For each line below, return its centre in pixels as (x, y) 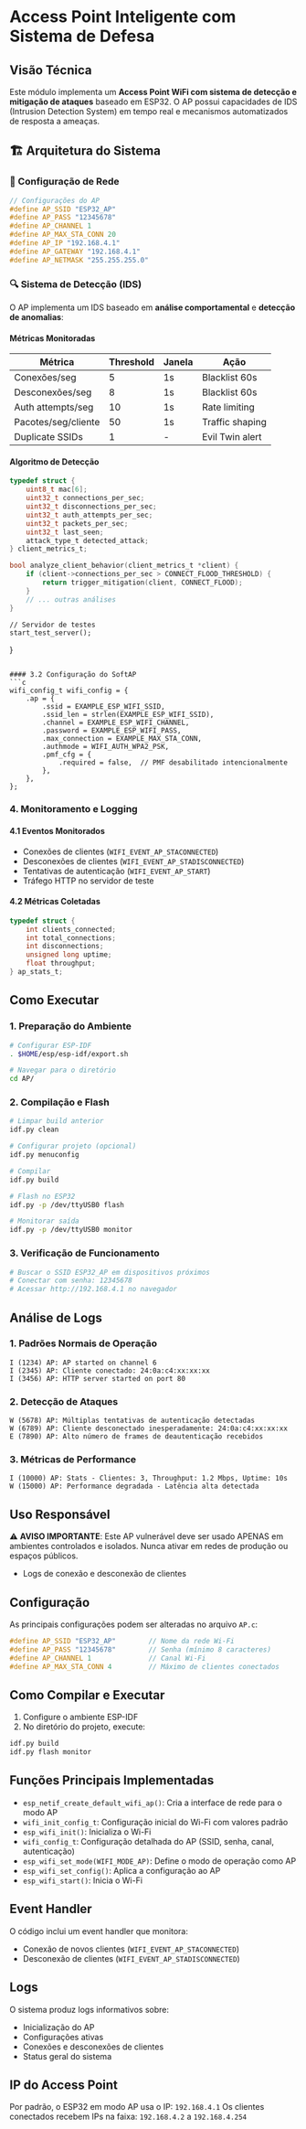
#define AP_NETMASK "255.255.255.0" (79, 260)
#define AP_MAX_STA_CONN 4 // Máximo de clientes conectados (145, 1666)
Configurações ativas (63, 2037)
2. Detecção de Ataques (64, 1401)
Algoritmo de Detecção (54, 461)
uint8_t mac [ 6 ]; (57, 490)
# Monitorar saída (44, 1221)
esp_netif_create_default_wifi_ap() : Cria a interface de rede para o (153, 1803)
